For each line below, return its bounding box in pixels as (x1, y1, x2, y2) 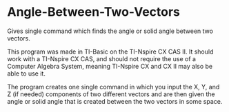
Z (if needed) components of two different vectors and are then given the (7, 90, 215, 98)
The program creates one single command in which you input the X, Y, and (7, 82, 220, 91)
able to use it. (7, 69, 46, 78)
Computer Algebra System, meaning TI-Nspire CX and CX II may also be (7, 62, 213, 70)
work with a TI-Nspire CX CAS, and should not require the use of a (7, 54, 197, 63)
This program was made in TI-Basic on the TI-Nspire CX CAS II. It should (7, 47, 214, 56)
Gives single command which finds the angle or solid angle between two (7, 27, 214, 35)
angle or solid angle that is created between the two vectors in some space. (7, 97, 223, 105)
